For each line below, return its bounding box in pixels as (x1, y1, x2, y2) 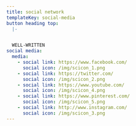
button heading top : (6, 20, 59, 26)
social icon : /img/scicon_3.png (22, 110, 105, 116)
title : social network (6, 9, 64, 15)
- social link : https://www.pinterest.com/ (17, 93, 130, 99)
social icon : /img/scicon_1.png (22, 65, 105, 71)
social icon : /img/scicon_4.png (22, 88, 105, 94)
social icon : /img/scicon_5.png (22, 99, 105, 105)
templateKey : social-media (6, 15, 75, 21)
